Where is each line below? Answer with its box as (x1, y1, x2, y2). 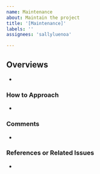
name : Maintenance (6, 9, 53, 15)
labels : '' (6, 26, 34, 32)
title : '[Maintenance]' (6, 20, 67, 26)
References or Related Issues (6, 148, 95, 157)
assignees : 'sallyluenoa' (6, 32, 72, 38)
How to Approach (6, 91, 59, 99)
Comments (6, 120, 39, 128)
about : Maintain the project (6, 15, 80, 21)
